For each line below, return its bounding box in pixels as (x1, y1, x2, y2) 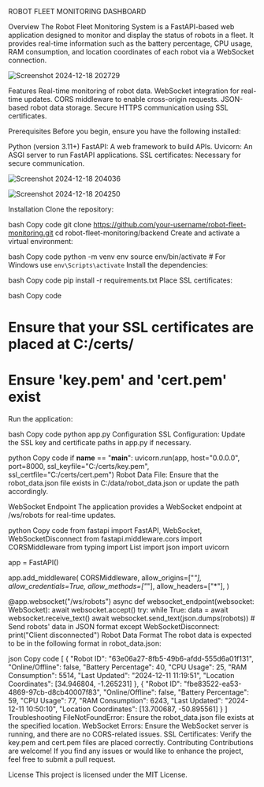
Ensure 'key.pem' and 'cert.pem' (8, 371, 227, 389)
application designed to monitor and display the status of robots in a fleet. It (8, 31, 255, 39)
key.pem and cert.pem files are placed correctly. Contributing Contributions (8, 738, 254, 748)
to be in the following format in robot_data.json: (8, 639, 162, 648)
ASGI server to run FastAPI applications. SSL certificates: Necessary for (8, 150, 242, 159)
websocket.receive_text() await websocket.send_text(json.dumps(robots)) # (8, 613, 255, 623)
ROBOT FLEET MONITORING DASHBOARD (8, 7, 147, 16)
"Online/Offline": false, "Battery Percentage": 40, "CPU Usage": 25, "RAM (8, 662, 247, 672)
